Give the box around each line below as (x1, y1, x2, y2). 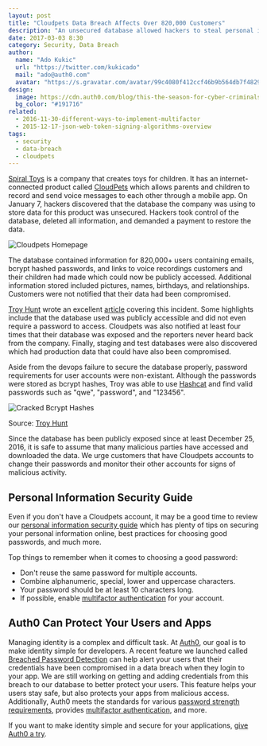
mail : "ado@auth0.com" (15, 71, 91, 79)
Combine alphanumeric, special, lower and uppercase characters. (19, 577, 236, 586)
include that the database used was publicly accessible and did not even (8, 313, 246, 323)
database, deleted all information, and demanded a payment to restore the (8, 216, 252, 226)
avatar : (15, 78, 41, 86)
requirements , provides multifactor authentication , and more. (8, 705, 207, 714)
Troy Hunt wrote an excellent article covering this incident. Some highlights (8, 305, 254, 314)
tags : (8, 130, 26, 138)
